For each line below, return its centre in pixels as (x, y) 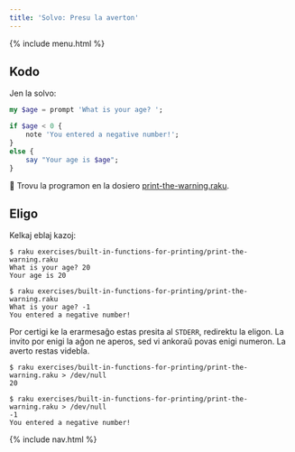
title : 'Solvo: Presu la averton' (74, 18)
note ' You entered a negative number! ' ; (102, 135)
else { (22, 151)
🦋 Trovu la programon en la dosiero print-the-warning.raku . (120, 185)
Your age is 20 (38, 276)
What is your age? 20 (50, 268)
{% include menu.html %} (57, 43)
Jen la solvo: (33, 93)
